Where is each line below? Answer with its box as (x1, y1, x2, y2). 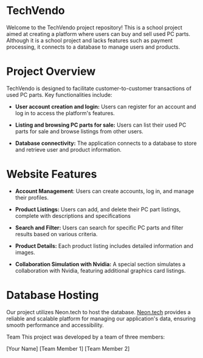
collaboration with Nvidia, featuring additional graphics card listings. (15, 267, 186, 274)
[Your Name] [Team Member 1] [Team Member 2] (6, 345, 130, 352)
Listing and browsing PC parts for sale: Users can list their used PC (15, 121, 187, 128)
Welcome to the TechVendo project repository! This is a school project (6, 24, 182, 31)
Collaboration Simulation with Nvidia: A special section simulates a (15, 260, 186, 268)
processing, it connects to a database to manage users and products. (6, 43, 181, 51)
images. (15, 248, 35, 256)
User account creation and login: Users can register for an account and (15, 103, 196, 110)
